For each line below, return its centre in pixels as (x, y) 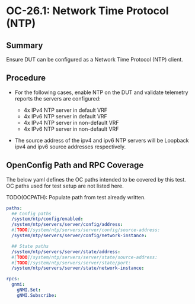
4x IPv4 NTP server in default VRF (65, 110)
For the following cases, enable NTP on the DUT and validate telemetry (101, 92)
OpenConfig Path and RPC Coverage (75, 165)
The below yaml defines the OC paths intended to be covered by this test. (96, 179)
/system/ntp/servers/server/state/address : (66, 252)
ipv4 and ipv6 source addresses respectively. (70, 147)
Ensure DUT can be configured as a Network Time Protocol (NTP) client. (95, 59)
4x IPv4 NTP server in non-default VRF (71, 122)
